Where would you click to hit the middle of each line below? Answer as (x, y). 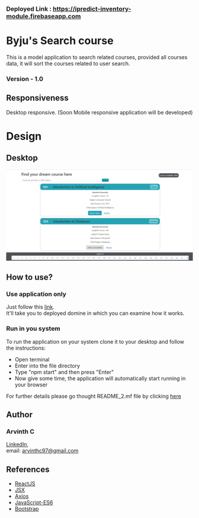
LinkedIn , (17, 445)
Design (24, 136)
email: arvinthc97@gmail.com (42, 451)
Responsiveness (38, 98)
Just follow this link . (31, 307)
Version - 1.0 (25, 79)
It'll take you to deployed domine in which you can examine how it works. (95, 314)
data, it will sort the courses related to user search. (68, 63)
